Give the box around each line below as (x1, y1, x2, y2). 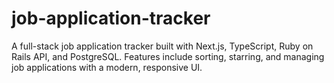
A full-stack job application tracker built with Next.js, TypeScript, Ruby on (11, 40, 314, 52)
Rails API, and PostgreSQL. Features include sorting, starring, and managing (11, 50, 325, 62)
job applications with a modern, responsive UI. (11, 61, 203, 73)
